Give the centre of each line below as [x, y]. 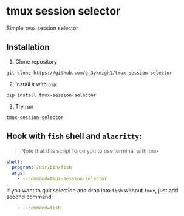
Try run [24, 106]
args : [19, 173]
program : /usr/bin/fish [42, 167]
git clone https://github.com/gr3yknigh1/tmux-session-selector [89, 73]
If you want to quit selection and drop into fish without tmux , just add [92, 191]
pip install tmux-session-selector [51, 95]
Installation [28, 47]
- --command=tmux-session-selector [62, 179]
